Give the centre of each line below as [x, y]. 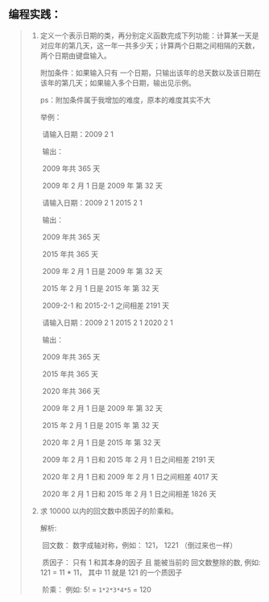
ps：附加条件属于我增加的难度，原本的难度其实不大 [125, 100]
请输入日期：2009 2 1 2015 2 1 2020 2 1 [108, 322]
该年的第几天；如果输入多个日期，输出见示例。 [118, 82]
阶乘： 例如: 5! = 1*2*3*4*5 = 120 [97, 589]
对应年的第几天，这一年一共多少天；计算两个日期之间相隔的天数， [149, 45]
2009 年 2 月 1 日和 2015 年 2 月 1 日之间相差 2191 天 [129, 459]
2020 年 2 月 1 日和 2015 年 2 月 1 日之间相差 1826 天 [129, 493]
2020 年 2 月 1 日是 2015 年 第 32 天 [101, 442]
